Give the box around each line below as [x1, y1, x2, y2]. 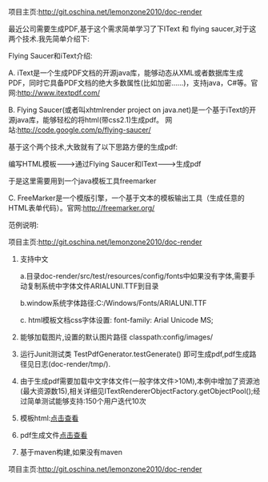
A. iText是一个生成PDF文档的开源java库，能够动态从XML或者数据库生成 [8, 68, 244, 78]
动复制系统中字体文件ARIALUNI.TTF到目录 [19, 281, 159, 291]
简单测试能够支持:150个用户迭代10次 [26, 396, 146, 406]
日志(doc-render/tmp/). [34, 359, 110, 368]
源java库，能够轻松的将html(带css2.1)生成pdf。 [8, 115, 164, 124]
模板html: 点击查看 [19, 413, 79, 423]
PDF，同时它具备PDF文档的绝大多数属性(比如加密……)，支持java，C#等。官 [8, 78, 258, 87]
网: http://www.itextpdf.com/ [8, 88, 100, 98]
